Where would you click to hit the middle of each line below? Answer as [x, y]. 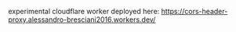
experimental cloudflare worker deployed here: [84, 11]
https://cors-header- [194, 11]
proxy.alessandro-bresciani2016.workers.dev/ [82, 20]
